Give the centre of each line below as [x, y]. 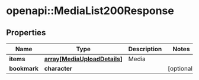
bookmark [24, 69]
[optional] [182, 69]
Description [145, 49]
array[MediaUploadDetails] [83, 59]
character [58, 69]
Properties [26, 33]
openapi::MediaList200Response [90, 11]
